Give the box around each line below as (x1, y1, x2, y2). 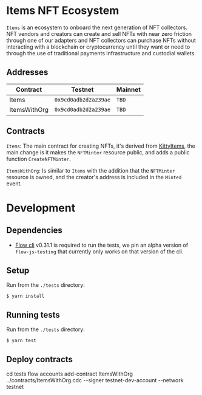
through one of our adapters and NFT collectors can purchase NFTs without (6, 36, 196, 44)
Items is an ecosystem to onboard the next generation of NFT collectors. (6, 24, 188, 31)
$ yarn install (6, 293, 45, 300)
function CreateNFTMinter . (6, 155, 71, 162)
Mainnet (116, 85, 141, 94)
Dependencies (6, 225, 62, 236)
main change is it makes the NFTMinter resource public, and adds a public (6, 148, 190, 156)
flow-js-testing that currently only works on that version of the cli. (15, 247, 184, 255)
